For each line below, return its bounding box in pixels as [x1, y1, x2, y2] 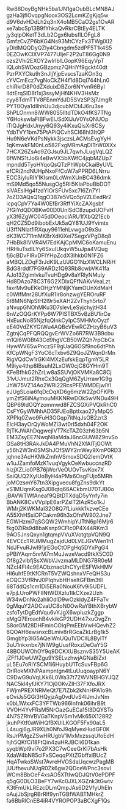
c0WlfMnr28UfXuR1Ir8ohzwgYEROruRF [6, 291, 107, 298]
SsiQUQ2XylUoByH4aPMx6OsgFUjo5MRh [6, 473, 113, 480]
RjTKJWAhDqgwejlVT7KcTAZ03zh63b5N [6, 427, 110, 434]
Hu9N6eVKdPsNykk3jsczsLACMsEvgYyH [6, 135, 111, 142]
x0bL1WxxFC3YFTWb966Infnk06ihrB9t [6, 699, 106, 707]
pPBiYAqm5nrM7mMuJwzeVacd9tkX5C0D [6, 550, 114, 558]
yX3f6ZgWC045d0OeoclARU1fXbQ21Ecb [6, 213, 111, 220]
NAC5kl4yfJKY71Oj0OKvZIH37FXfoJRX [6, 680, 106, 687]
